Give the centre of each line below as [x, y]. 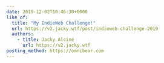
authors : [23, 34]
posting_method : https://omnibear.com [55, 51]
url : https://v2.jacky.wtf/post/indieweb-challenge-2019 [85, 28]
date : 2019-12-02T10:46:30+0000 [47, 12]
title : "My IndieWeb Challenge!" [54, 23]
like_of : [17, 17]
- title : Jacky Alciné [46, 40]
